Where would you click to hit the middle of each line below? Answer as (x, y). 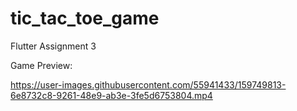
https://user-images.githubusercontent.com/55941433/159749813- (148, 84)
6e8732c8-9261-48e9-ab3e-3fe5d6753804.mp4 (111, 95)
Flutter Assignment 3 (53, 46)
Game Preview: (41, 65)
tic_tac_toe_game (85, 18)
